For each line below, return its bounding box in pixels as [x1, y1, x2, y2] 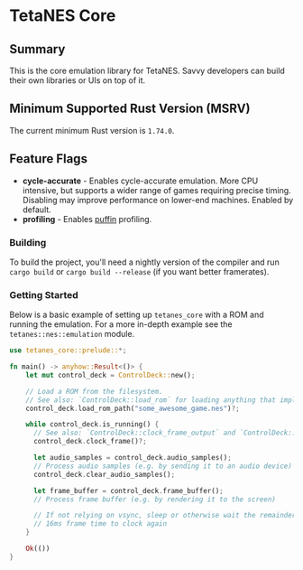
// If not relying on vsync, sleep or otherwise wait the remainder [32, 511, 297, 520]
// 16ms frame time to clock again [32, 519, 168, 528]
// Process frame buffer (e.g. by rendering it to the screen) [32, 494, 277, 504]
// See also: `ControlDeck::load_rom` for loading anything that [25, 395, 277, 405]
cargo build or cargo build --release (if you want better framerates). [9, 266, 270, 276]
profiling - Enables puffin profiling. [22, 213, 152, 224]
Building [9, 236, 47, 248]
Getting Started [9, 288, 78, 301]
